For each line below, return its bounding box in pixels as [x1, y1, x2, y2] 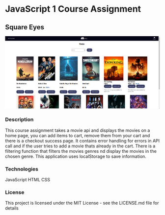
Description [5, 116, 34, 123]
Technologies [5, 166, 38, 172]
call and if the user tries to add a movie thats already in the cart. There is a [5, 143, 156, 149]
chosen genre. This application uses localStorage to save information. [5, 153, 146, 159]
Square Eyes [5, 23, 45, 31]
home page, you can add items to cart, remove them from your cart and [5, 132, 150, 138]
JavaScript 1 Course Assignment [5, 3, 141, 15]
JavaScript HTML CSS [5, 177, 51, 183]
